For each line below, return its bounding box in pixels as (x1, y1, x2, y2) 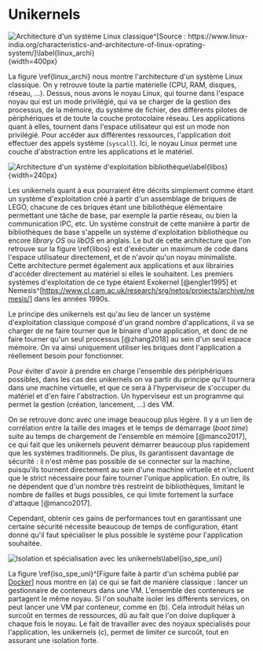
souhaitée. (8, 538, 42, 547)
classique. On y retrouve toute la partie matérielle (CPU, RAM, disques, (8, 80, 237, 90)
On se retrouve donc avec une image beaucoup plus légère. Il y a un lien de (8, 415, 253, 424)
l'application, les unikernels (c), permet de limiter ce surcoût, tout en (8, 627, 229, 637)
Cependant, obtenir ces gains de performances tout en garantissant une (8, 513, 242, 523)
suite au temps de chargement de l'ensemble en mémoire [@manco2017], (8, 431, 247, 441)
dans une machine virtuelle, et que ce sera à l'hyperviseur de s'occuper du (8, 382, 251, 392)
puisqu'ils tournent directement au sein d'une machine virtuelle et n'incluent (8, 465, 254, 474)
